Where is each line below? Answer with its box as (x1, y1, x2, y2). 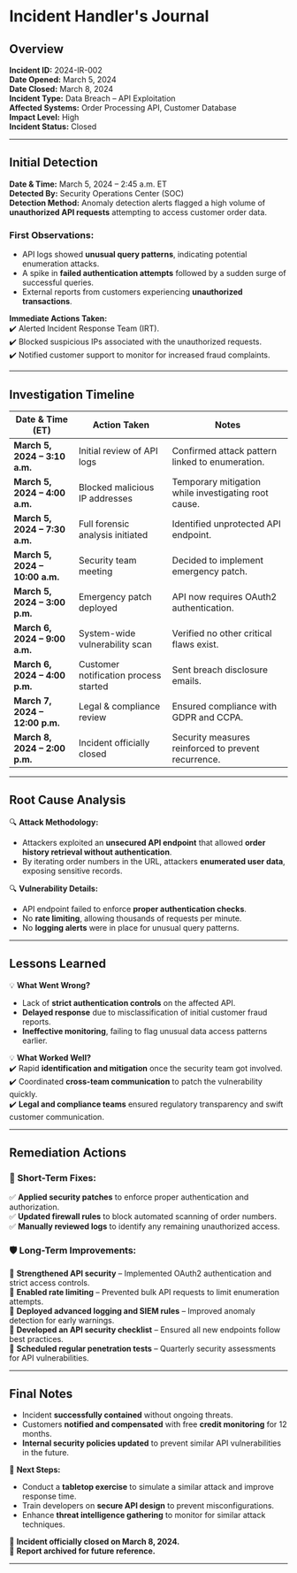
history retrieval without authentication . (21, 847, 172, 857)
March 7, (13, 694, 52, 707)
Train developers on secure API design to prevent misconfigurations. (21, 1500, 275, 1511)
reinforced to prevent (171, 741, 260, 754)
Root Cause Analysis (9, 793, 126, 808)
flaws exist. (171, 638, 219, 650)
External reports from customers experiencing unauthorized (21, 287, 243, 297)
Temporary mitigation (171, 475, 262, 487)
